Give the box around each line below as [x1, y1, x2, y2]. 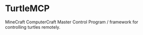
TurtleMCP [5, 3, 50, 14]
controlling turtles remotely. [5, 24, 61, 30]
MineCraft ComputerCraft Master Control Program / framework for [5, 19, 139, 25]
